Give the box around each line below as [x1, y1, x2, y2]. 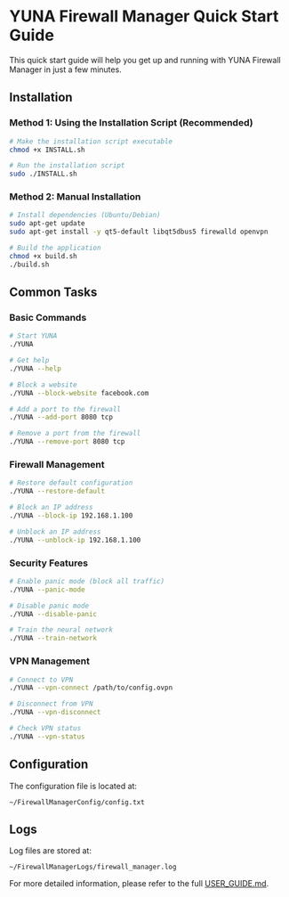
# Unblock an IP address [9, 527, 101, 536]
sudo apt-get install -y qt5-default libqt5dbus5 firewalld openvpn [9, 227, 269, 237]
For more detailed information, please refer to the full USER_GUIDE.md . [9, 878, 269, 889]
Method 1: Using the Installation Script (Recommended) [9, 117, 253, 129]
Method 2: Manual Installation [9, 191, 141, 203]
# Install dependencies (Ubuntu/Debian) [9, 211, 162, 220]
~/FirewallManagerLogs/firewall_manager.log [9, 862, 177, 872]
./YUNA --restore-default [9, 487, 105, 496]
